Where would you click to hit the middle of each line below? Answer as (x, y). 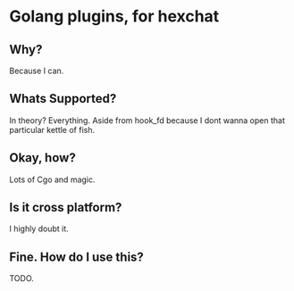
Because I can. (37, 71)
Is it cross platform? (66, 208)
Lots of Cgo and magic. (52, 179)
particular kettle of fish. (52, 129)
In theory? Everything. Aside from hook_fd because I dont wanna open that (147, 120)
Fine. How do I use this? (77, 257)
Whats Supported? (63, 99)
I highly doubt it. (39, 229)
